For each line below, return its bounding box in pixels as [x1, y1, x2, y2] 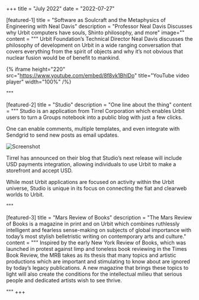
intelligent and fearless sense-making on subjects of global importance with [6, 227, 191, 233]
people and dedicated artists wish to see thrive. [6, 277, 123, 283]
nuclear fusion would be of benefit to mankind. [6, 54, 120, 61]
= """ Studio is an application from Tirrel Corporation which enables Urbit [6, 108, 185, 114]
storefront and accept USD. [6, 167, 73, 174]
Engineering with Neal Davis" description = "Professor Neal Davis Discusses [6, 23, 192, 30]
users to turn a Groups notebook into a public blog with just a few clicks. [6, 114, 183, 121]
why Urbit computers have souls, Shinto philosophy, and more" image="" [6, 29, 185, 36]
